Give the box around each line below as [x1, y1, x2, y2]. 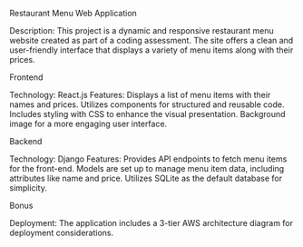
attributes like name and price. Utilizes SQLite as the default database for [9, 173, 283, 183]
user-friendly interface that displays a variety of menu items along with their [9, 44, 294, 55]
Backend [9, 136, 43, 146]
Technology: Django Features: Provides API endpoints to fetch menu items [9, 153, 288, 164]
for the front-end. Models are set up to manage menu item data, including [9, 163, 285, 173]
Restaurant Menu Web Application [9, 8, 138, 18]
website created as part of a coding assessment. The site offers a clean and [9, 35, 294, 45]
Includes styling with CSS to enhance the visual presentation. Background [9, 109, 286, 119]
